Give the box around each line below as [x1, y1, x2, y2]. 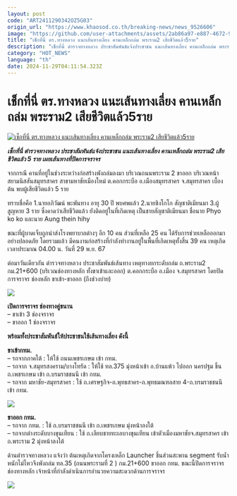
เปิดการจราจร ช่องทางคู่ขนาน [7, 301, 73, 310]
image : [7, 30, 27, 37]
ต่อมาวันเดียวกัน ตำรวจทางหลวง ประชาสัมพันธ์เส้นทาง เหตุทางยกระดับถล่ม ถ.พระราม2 [7, 258, 206, 267]
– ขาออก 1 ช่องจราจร [7, 317, 56, 326]
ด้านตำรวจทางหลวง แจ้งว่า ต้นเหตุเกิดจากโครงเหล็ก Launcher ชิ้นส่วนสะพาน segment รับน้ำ [7, 451, 229, 459]
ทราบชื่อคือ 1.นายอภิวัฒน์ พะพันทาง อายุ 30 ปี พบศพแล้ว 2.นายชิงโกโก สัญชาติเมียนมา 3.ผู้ [7, 198, 219, 207]
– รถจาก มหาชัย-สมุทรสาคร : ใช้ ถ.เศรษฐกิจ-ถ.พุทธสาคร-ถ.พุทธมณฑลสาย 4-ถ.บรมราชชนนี [7, 377, 223, 386]
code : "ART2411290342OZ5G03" [7, 17, 93, 24]
